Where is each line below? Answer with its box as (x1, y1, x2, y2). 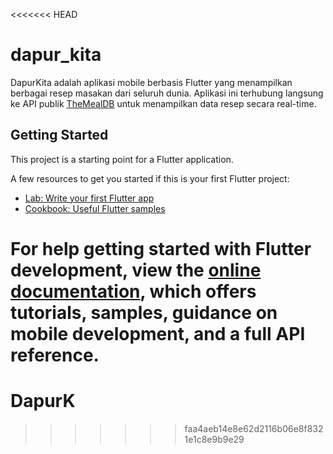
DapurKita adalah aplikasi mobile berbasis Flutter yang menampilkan (10, 76, 293, 88)
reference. (10, 344, 100, 366)
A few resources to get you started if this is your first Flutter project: (10, 172, 290, 184)
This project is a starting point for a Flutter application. (10, 153, 234, 165)
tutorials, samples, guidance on (10, 301, 278, 324)
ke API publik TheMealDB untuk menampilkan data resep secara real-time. (10, 97, 317, 109)
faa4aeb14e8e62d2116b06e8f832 (184, 422, 324, 434)
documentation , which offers (10, 280, 257, 303)
